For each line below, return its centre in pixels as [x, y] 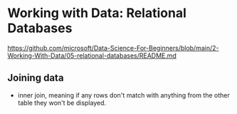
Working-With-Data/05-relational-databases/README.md [92, 56]
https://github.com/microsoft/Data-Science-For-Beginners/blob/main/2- [113, 48]
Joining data [36, 78]
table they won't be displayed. [62, 103]
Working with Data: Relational [97, 13]
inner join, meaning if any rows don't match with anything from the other [123, 95]
